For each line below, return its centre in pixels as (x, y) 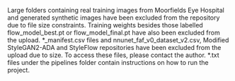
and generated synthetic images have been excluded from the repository (114, 18)
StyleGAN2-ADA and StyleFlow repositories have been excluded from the (114, 48)
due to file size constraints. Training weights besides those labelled (105, 25)
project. (19, 70)
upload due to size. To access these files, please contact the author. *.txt (113, 55)
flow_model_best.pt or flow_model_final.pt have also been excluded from (114, 32)
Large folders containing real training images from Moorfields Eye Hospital (116, 10)
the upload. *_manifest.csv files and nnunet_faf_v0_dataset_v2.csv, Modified (118, 40)
